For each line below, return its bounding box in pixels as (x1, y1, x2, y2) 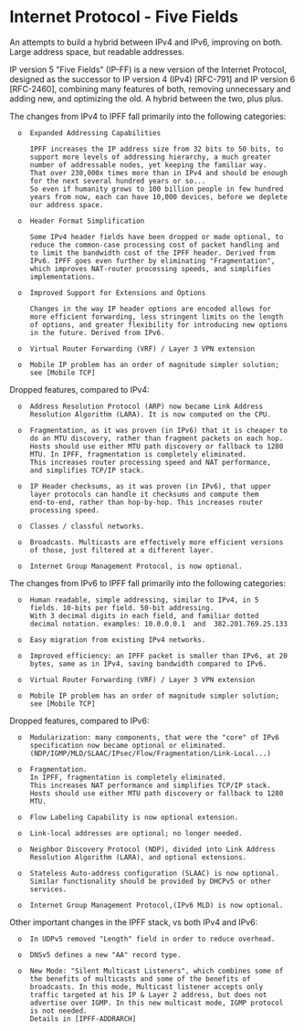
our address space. (29, 200, 104, 209)
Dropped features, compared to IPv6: (9, 715, 150, 726)
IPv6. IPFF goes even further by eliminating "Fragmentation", (29, 256, 276, 266)
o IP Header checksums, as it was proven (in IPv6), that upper (17, 481, 272, 490)
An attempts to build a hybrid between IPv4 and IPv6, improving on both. (9, 37, 283, 47)
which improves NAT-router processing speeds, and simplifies (29, 264, 272, 273)
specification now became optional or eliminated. (29, 741, 226, 750)
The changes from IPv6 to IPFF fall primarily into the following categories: (9, 577, 287, 588)
